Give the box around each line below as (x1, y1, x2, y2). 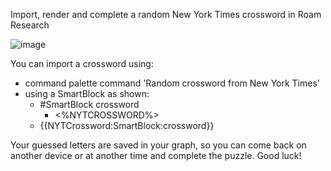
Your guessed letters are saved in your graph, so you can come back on (10, 139, 307, 151)
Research (10, 19, 50, 31)
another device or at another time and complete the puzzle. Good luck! (10, 150, 302, 161)
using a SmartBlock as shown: (24, 88, 150, 99)
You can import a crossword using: (10, 58, 154, 69)
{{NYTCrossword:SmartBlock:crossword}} (39, 120, 215, 131)
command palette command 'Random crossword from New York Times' (24, 77, 321, 89)
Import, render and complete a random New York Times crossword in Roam (10, 9, 322, 20)
